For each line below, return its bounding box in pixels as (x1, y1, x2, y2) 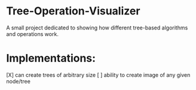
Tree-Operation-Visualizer (6, 4, 140, 18)
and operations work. (6, 30, 59, 37)
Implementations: (6, 52, 96, 65)
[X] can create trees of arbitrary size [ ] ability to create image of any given (6, 71, 191, 79)
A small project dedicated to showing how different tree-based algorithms (6, 24, 188, 31)
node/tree (6, 77, 31, 85)
